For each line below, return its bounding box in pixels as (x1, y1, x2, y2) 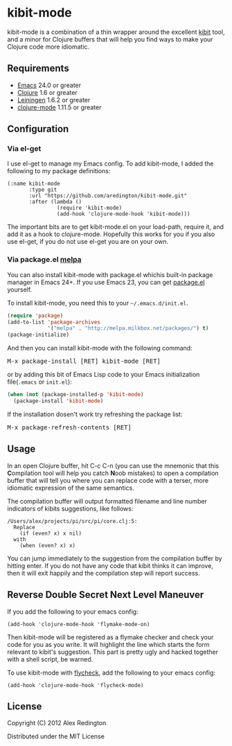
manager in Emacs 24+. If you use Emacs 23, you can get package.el (7, 278, 205, 286)
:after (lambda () (28, 199, 82, 206)
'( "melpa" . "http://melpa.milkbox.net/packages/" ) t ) (47, 325, 209, 332)
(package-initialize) (7, 331, 70, 339)
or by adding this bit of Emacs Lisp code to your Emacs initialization (7, 371, 200, 379)
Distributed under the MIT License (7, 732, 105, 740)
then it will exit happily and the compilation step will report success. (7, 569, 200, 577)
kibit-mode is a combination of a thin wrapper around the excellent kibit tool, (7, 28, 225, 36)
